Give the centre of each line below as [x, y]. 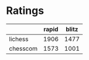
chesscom [23, 48]
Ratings [25, 11]
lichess [19, 39]
